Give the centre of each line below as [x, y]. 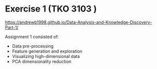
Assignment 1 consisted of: [32, 37]
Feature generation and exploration [47, 51]
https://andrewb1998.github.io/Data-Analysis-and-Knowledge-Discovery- [78, 22]
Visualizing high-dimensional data [46, 56]
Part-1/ [12, 27]
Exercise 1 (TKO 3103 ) [51, 9]
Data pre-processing [33, 46]
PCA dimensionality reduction [42, 61]
